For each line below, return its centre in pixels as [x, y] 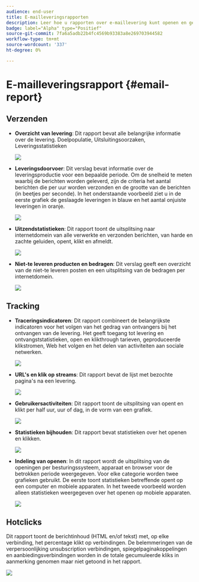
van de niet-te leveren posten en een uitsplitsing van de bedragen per [100, 270]
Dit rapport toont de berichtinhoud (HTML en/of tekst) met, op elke [88, 536]
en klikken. [28, 438]
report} [24, 97]
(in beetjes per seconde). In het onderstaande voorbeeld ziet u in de [98, 194]
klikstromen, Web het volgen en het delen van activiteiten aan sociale [99, 345]
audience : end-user [30, 12]
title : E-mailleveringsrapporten [47, 17]
